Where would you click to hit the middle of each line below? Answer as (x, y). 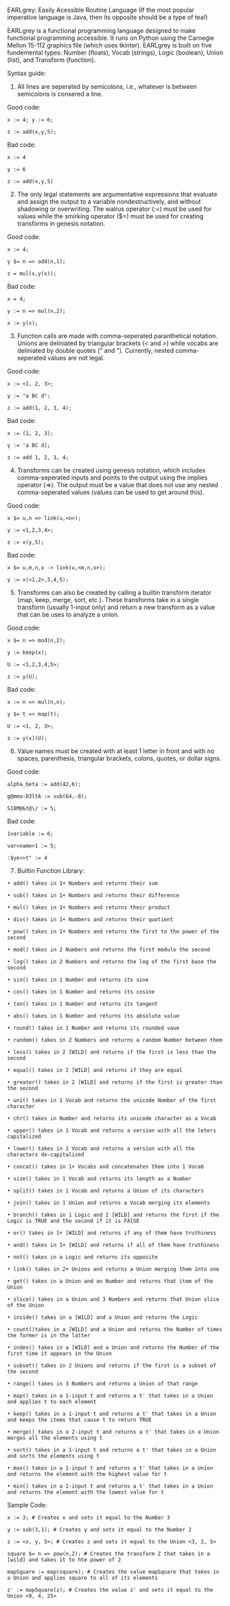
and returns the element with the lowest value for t (86, 1492)
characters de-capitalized (46, 1155)
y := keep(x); (27, 652)
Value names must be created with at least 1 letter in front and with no (116, 751)
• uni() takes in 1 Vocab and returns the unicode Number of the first (112, 1100)
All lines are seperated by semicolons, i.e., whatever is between (107, 86)
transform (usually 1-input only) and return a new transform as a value (116, 607)
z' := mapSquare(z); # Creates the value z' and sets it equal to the (110, 1590)
